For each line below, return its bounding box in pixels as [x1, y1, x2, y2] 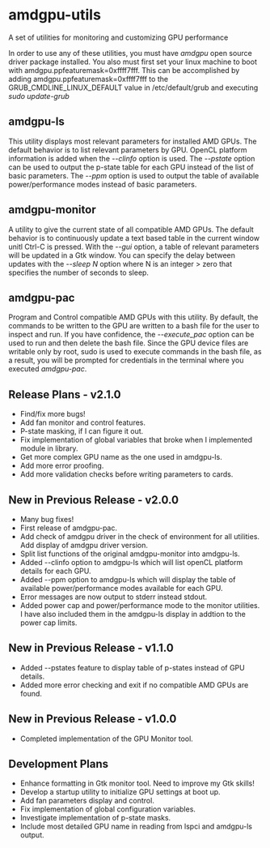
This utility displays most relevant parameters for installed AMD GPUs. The [8, 136, 257, 146]
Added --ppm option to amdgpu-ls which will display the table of [19, 575, 236, 585]
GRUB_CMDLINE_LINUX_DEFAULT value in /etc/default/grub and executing [8, 83, 259, 92]
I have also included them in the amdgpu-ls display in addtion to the [19, 610, 247, 619]
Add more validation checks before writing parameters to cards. [19, 469, 234, 479]
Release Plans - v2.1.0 [8, 388, 121, 401]
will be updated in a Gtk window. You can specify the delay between [8, 250, 236, 260]
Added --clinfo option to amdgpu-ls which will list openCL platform [19, 558, 243, 567]
